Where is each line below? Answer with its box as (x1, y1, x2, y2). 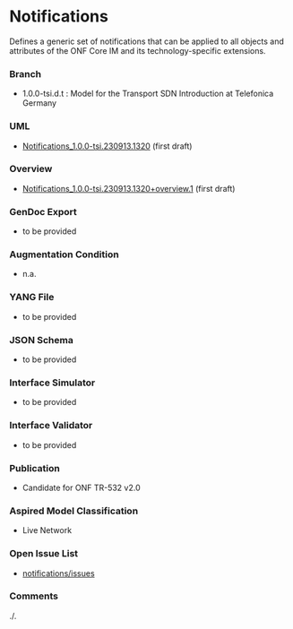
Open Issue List (9, 547, 79, 560)
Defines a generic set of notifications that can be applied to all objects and (9, 36, 284, 47)
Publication (9, 461, 60, 474)
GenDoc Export (9, 205, 78, 218)
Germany (22, 98, 56, 108)
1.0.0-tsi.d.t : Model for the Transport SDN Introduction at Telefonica (22, 88, 274, 99)
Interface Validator (9, 419, 93, 432)
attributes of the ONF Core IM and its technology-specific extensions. (9, 45, 266, 56)
